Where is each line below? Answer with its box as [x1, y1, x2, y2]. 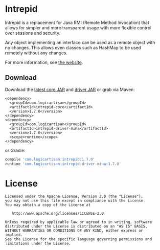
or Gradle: [5, 147, 25, 153]
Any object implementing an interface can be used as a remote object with [5, 39, 155, 45]
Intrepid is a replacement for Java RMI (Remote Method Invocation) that [5, 20, 149, 25]
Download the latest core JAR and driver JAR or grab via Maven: [5, 87, 135, 92]
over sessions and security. [5, 30, 61, 36]
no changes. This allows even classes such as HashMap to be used [5, 45, 141, 50]
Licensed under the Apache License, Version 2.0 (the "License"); [5, 194, 143, 199]
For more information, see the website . [5, 59, 83, 65]
